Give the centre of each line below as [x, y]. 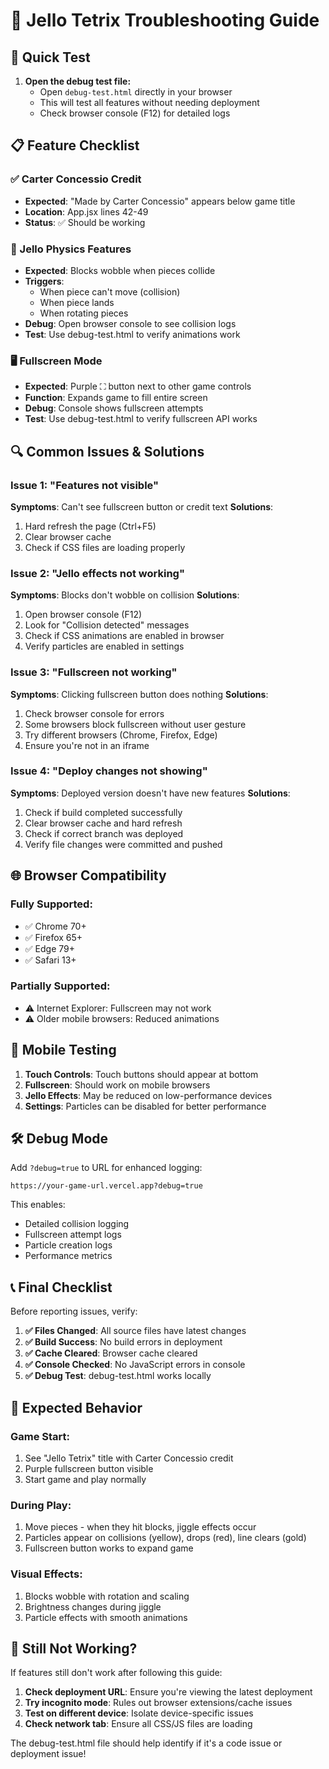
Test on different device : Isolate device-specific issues [139, 1713]
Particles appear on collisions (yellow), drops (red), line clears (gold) [165, 1538]
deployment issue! [48, 1754]
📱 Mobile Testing [63, 1050]
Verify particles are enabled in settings [104, 646]
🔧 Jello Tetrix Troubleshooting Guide [165, 20]
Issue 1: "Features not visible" [85, 485]
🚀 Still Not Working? [74, 1648]
